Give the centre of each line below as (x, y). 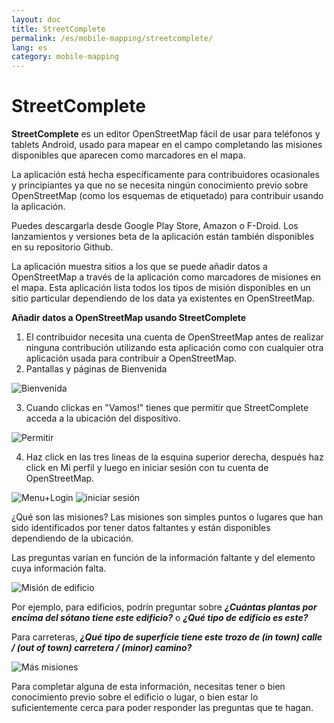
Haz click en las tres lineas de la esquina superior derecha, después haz (174, 457)
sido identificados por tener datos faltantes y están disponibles (141, 528)
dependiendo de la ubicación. (72, 538)
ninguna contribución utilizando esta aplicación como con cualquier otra (174, 348)
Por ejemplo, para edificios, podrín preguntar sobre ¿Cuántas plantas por (164, 607)
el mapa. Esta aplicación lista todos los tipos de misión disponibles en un (161, 288)
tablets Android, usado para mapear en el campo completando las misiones (167, 145)
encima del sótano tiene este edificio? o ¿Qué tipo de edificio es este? (160, 618)
